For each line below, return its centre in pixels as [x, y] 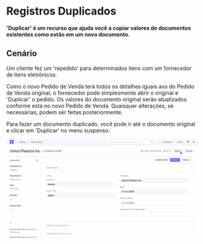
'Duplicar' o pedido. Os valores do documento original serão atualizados [96, 99]
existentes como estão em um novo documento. [68, 34]
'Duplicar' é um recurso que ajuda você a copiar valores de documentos [99, 28]
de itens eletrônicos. [32, 75]
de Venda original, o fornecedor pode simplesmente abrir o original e [92, 93]
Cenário [22, 54]
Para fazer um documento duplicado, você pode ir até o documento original [101, 124]
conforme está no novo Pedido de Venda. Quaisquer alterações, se [90, 106]
